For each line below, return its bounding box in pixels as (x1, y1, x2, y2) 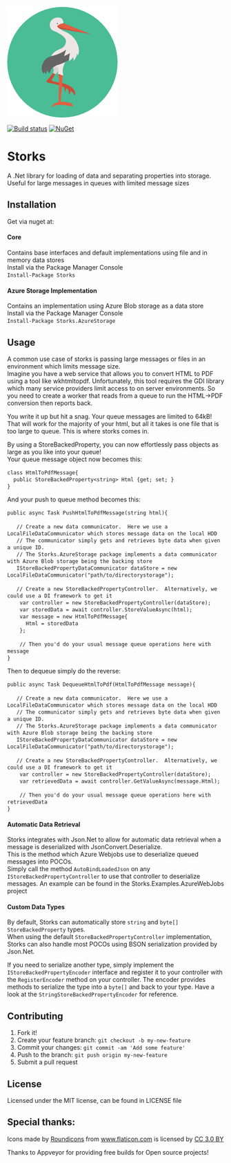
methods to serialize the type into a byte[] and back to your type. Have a (7, 983, 215, 992)
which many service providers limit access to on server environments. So (7, 384, 216, 392)
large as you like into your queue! (7, 447, 102, 456)
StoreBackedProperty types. (7, 925, 86, 933)
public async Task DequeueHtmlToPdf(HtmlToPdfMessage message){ (7, 681, 196, 688)
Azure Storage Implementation (7, 286, 98, 295)
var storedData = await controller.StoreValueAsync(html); (19, 606, 193, 613)
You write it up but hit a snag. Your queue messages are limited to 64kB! (7, 412, 212, 420)
